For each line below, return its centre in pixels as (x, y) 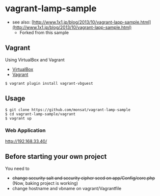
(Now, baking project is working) (45, 183)
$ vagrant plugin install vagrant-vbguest (49, 83)
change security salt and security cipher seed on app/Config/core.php (84, 178)
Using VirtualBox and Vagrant (35, 60)
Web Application (25, 130)
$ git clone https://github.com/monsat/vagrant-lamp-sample (68, 110)
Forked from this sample (44, 32)
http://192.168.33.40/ (26, 141)
